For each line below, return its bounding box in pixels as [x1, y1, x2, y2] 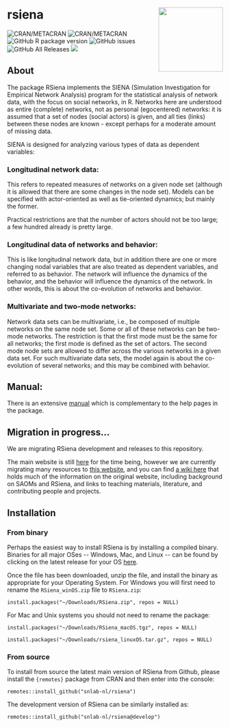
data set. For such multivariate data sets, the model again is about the [7, 354, 204, 362]
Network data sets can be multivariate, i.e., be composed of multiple [7, 317, 200, 325]
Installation [7, 507, 56, 518]
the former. [7, 203, 39, 211]
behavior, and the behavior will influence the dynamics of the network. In [7, 277, 213, 286]
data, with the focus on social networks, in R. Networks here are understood [7, 97, 222, 106]
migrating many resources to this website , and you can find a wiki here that [7, 465, 219, 474]
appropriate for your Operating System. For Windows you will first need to [7, 578, 216, 586]
